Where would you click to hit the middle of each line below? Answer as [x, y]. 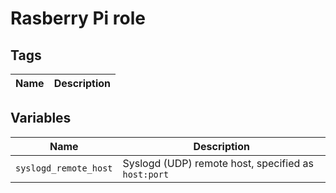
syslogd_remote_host [64, 168]
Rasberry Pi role [78, 18]
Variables [41, 118]
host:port [146, 174]
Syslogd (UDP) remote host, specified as [218, 163]
